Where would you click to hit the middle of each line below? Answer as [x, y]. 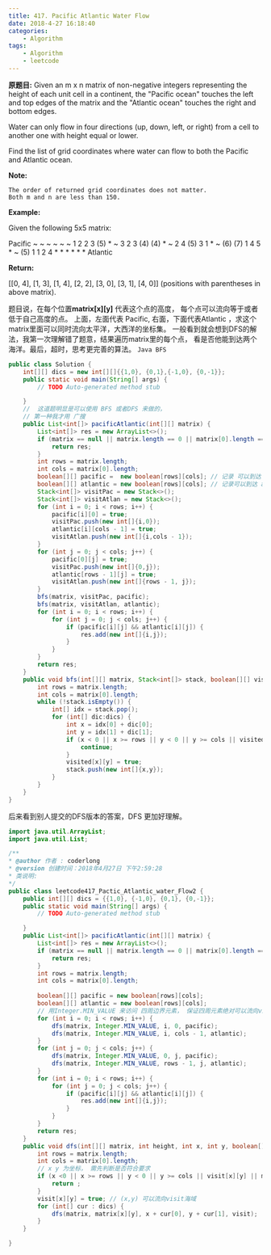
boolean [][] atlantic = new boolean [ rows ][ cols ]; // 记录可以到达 [148, 484]
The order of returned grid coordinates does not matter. [108, 190]
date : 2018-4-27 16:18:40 [52, 23]
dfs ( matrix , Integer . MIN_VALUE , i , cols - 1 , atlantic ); [149, 1034]
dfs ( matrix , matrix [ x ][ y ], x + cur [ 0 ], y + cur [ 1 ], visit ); [154, 1214]
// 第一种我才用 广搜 [54, 417]
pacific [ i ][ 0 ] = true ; [90, 514]
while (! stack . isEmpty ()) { [84, 702]
